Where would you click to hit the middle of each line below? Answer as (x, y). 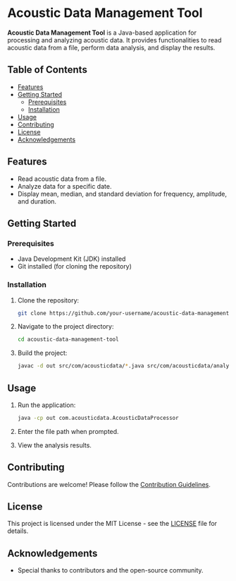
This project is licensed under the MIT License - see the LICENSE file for (112, 524)
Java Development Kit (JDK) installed (72, 259)
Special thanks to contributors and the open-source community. (110, 570)
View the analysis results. (54, 445)
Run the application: (46, 405)
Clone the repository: (48, 300)
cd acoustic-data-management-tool (68, 340)
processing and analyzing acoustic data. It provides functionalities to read (114, 40)
